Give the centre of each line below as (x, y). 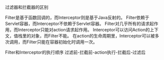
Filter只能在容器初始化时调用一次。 (62, 42)
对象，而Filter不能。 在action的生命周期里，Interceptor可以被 (93, 36)
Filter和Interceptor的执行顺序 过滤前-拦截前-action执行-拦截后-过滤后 (75, 52)
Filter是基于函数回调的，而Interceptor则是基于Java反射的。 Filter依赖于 (77, 18)
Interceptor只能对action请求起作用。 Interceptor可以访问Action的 (84, 30)
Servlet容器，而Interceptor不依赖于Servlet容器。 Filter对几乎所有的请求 (77, 24)
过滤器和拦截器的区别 (27, 7)
